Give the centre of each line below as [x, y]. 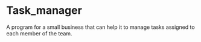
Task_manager [44, 10]
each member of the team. [39, 33]
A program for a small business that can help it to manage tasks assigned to [101, 27]
